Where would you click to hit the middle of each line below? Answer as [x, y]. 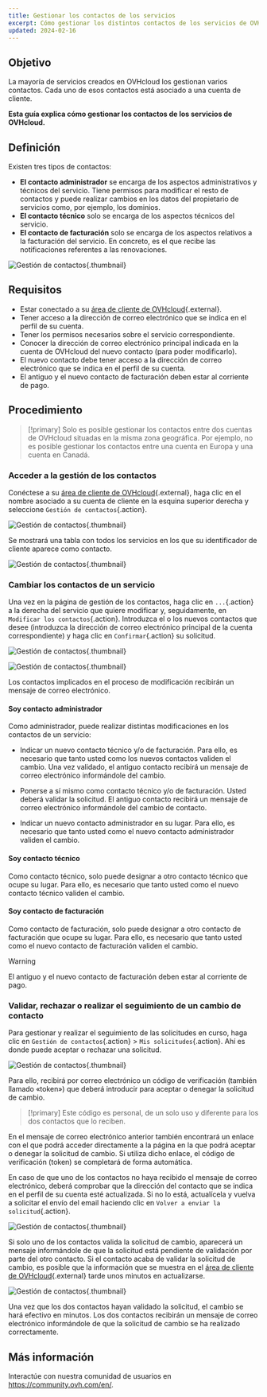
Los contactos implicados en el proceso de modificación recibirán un [121, 682]
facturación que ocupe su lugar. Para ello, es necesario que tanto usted [125, 937]
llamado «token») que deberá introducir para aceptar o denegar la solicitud [131, 1089]
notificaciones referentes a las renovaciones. [93, 250]
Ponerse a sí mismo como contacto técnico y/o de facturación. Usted [133, 791]
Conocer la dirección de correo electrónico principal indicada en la [129, 343]
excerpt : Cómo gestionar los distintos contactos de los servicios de [128, 23]
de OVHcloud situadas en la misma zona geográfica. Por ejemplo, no [140, 437]
